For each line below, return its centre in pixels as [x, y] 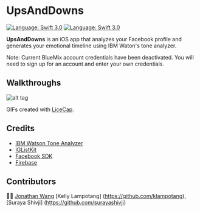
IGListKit [26, 149]
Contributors [31, 181]
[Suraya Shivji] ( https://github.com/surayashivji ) [66, 203]
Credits [21, 128]
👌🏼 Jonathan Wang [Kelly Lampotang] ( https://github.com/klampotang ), [96, 196]
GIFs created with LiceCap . [40, 109]
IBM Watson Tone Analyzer [49, 143]
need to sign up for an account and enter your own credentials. [85, 64]
